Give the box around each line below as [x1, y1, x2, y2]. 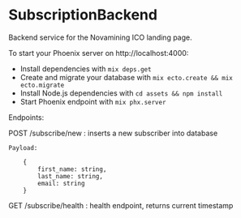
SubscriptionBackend [8, 6, 158, 24]
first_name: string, [37, 165, 107, 173]
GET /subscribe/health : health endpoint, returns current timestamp [8, 200, 234, 210]
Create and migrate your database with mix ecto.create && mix [19, 72, 233, 82]
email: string [37, 179, 85, 187]
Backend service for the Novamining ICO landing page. [8, 32, 192, 42]
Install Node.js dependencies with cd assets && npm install [19, 88, 223, 98]
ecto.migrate [19, 81, 65, 89]
